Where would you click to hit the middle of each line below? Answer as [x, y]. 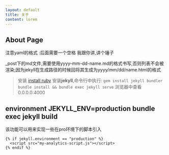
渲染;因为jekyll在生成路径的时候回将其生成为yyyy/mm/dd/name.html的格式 [83, 70]
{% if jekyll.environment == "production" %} [54, 139]
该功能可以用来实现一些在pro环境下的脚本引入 [53, 129]
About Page [24, 40]
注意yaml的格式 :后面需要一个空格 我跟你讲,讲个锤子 [60, 53]
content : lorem [21, 19]
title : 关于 [17, 15]
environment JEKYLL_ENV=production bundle [80, 109]
